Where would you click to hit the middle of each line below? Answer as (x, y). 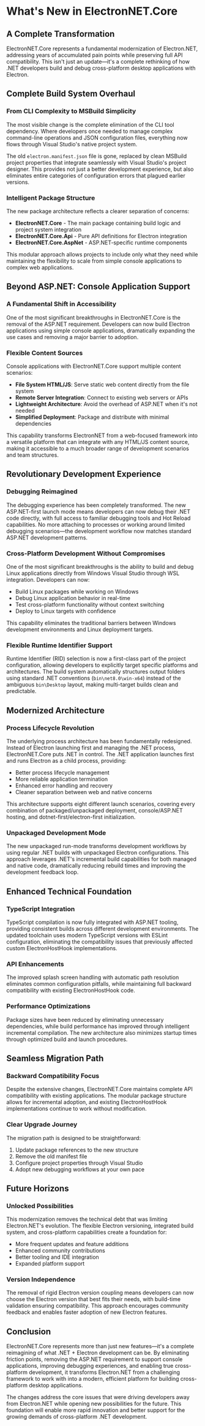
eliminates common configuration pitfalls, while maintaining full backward (99, 984)
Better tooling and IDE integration (57, 1257)
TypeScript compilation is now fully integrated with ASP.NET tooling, (92, 922)
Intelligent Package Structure (51, 198)
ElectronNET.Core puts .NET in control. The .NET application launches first (100, 754)
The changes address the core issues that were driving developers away (98, 1397)
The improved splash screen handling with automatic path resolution (93, 977)
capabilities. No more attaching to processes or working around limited (96, 524)
